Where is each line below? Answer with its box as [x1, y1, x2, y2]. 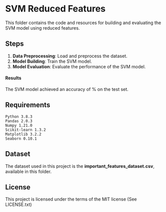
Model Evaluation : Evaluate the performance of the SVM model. [12, 63, 146, 69]
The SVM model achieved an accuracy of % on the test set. [5, 86, 129, 92]
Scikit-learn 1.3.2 [5, 127, 46, 132]
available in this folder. [5, 168, 52, 174]
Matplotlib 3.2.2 [5, 132, 42, 137]
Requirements [5, 101, 50, 110]
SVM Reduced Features [5, 3, 106, 15]
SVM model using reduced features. [5, 25, 80, 31]
